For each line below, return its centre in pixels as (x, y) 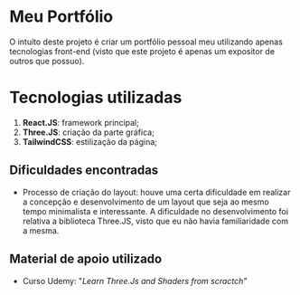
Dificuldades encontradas (84, 171)
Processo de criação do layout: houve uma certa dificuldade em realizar (156, 192)
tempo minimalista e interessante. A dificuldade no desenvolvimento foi (155, 211)
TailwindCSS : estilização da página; (90, 141)
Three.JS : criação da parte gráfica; (89, 132)
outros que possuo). (47, 61)
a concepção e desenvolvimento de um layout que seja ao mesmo (145, 202)
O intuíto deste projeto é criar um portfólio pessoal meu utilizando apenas (146, 42)
